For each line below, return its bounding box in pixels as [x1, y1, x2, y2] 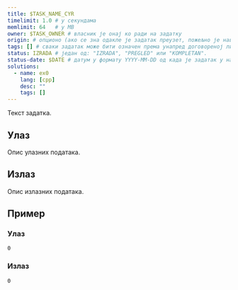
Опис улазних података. [7, 148, 81, 156]
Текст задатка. [7, 109, 52, 117]
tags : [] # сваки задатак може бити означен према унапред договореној [7, 43, 223, 50]
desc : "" [20, 83, 46, 90]
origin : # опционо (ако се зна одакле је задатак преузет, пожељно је [7, 37, 220, 44]
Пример [7, 208, 45, 220]
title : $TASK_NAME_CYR [7, 10, 74, 18]
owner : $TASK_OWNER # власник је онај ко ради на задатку [7, 30, 182, 37]
